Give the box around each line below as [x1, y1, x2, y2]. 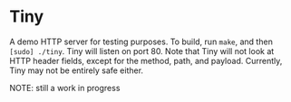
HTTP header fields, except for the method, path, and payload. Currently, [9, 55, 283, 66]
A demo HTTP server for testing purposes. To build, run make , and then [9, 36, 274, 47]
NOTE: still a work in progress [9, 82, 121, 93]
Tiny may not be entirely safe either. [9, 65, 143, 76]
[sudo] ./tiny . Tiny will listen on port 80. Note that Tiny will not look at [9, 45, 275, 56]
